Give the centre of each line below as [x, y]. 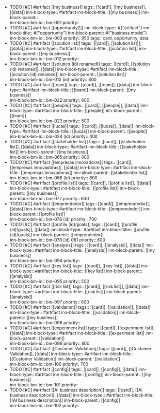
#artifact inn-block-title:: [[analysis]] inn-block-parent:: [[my [95, 250]
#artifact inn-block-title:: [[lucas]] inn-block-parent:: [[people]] [85, 131]
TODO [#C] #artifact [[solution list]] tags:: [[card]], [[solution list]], [75, 43]
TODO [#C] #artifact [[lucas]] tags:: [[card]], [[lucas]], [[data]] [72, 126]
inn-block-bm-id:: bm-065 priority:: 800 [49, 157]
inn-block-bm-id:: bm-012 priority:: [44, 59]
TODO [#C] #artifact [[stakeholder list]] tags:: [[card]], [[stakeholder [78, 141]
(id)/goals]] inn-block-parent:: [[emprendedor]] [57, 235]
